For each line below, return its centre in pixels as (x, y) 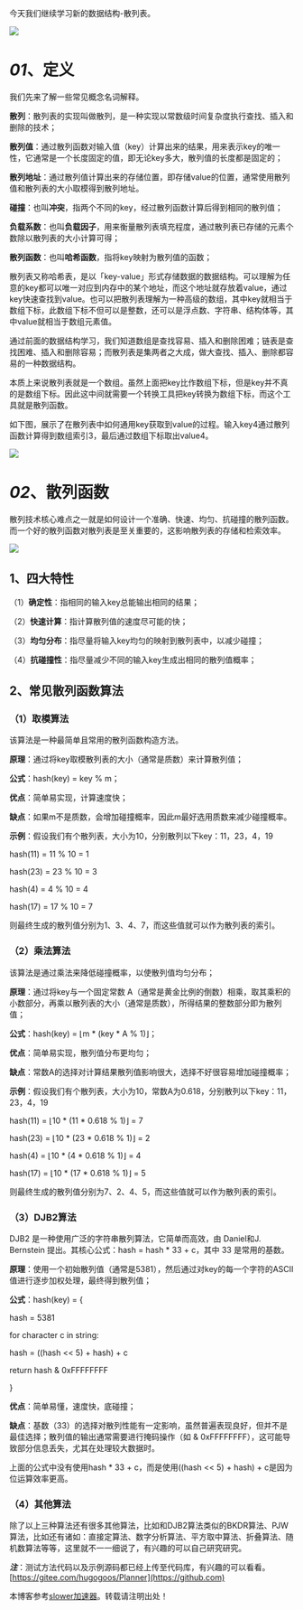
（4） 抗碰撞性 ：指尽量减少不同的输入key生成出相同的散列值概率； (133, 660)
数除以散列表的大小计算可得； (64, 238)
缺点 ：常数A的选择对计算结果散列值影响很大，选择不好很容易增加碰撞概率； (150, 1072)
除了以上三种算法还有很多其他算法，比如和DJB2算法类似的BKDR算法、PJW (149, 1526)
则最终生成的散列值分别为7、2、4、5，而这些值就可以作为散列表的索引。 (145, 1192)
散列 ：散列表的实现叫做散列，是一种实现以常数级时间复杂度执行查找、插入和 (151, 116)
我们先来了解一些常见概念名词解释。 (77, 97)
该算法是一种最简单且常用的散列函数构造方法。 (96, 740)
